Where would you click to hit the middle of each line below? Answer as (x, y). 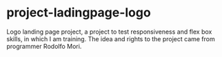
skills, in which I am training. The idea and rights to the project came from (111, 38)
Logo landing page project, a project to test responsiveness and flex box (109, 32)
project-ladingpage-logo (79, 13)
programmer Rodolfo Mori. (44, 46)
